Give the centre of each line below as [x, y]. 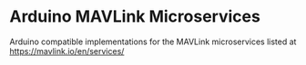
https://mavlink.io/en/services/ [67, 51]
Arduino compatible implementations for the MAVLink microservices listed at [153, 42]
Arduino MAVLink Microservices [135, 17]
